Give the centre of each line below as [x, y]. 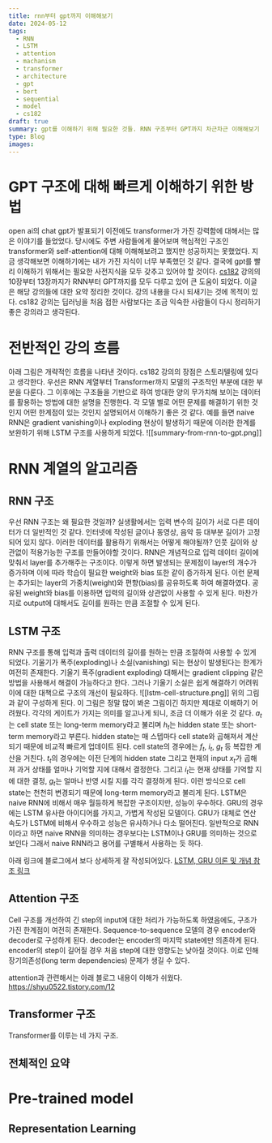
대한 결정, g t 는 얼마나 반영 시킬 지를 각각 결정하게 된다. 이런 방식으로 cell [131, 782]
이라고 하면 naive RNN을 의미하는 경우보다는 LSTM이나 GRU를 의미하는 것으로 [133, 833]
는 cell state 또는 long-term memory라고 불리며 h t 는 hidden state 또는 [121, 725]
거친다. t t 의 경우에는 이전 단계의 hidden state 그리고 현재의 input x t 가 [133, 759]
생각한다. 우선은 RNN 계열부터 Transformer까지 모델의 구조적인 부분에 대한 [136, 382]
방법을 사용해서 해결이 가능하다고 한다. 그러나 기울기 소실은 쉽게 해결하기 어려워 [134, 683]
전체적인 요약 [39, 1063]
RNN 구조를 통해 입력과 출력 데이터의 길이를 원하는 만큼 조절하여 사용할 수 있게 [132, 652]
